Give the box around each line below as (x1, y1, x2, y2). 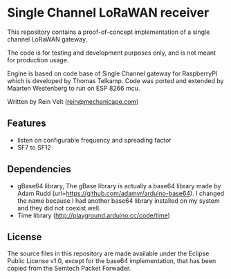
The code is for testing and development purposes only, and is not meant (7, 48, 216, 57)
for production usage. (7, 55, 69, 64)
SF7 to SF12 (17, 143, 52, 152)
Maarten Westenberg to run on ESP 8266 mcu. (7, 84, 140, 92)
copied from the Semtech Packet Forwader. (7, 264, 131, 273)
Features (7, 118, 46, 129)
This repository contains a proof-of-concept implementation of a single (7, 28, 210, 36)
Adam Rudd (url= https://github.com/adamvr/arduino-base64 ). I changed (17, 189, 225, 197)
